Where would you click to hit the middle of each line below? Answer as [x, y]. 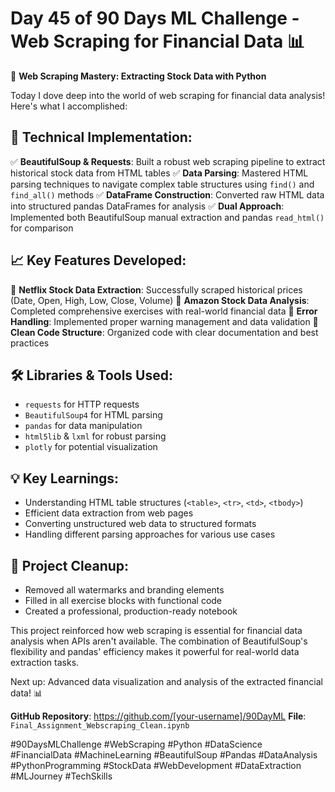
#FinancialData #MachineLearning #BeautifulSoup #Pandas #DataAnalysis [164, 755]
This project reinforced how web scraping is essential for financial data [156, 630]
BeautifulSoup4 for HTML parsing [93, 415]
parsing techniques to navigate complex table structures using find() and [162, 184]
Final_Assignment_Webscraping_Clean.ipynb [100, 726]
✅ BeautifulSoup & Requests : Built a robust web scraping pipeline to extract [168, 161]
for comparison [42, 228]
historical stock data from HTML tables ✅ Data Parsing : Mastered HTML [159, 173]
